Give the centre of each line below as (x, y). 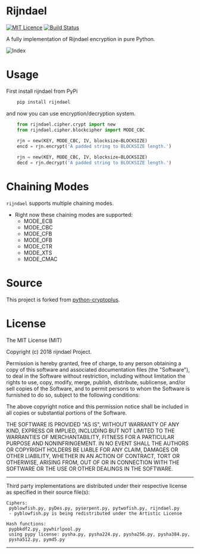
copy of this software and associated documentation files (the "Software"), (98, 369)
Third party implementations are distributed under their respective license (97, 485)
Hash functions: (26, 524)
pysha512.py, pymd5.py (37, 539)
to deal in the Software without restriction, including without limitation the (96, 376)
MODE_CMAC (40, 259)
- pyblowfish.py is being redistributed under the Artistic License (96, 513)
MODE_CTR (38, 246)
